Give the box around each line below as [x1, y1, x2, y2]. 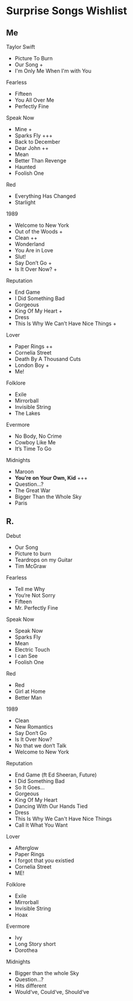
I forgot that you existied [14, 857, 74, 864]
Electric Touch [14, 646, 50, 653]
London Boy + [14, 362, 49, 369]
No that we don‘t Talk [14, 742, 67, 749]
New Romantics [14, 723, 53, 730]
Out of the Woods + [14, 228, 63, 235]
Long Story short [14, 940, 56, 947]
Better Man [14, 694, 43, 701]
